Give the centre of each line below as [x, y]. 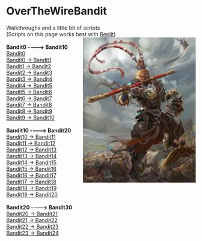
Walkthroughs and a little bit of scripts [53, 28]
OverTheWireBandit [57, 11]
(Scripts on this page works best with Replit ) [61, 34]
